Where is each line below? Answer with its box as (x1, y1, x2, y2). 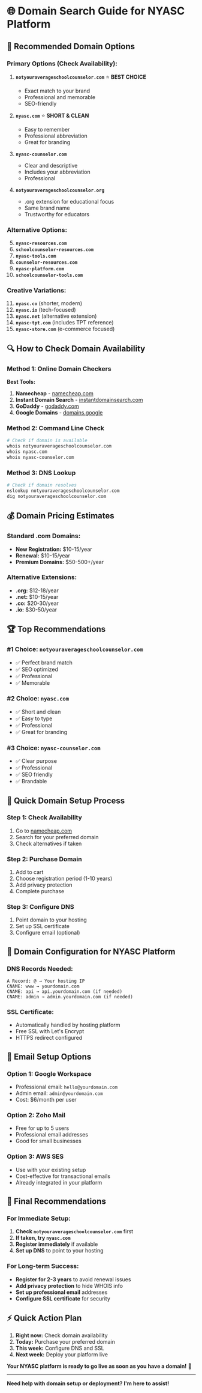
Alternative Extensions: (7, 573, 77, 581)
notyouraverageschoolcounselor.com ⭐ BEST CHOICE (15, 73, 146, 80)
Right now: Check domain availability (15, 1332, 108, 1339)
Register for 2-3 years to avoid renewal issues (15, 1275, 131, 1283)
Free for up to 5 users (15, 1124, 70, 1132)
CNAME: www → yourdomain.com (7, 983, 80, 989)
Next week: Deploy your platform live (15, 1351, 108, 1358)
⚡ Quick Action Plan (7, 1313, 82, 1323)
